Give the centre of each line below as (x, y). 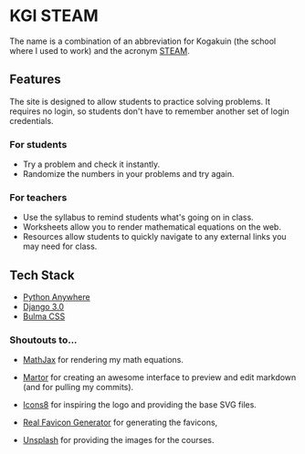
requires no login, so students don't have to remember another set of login (149, 111)
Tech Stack (42, 275)
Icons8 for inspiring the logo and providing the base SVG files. (140, 405)
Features (35, 80)
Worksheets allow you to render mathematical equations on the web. (152, 227)
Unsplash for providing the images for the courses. (118, 440)
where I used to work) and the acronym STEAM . (100, 50)
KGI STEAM (54, 16)
